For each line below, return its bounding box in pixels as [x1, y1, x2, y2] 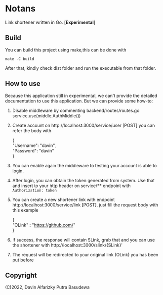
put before [12, 257, 34, 263]
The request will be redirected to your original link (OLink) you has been [12, 251, 159, 257]
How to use [5, 80, 41, 88]
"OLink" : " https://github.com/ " [12, 222, 76, 228]
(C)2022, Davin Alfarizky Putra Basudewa [5, 284, 90, 290]
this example [12, 207, 39, 213]
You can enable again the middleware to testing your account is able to [12, 162, 157, 168]
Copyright [5, 271, 37, 280]
